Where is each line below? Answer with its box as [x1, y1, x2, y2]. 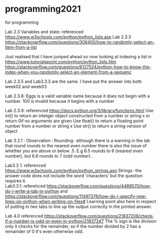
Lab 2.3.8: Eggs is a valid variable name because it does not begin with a [5, 93, 150, 99]
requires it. [5, 178, 27, 184]
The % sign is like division [104, 218, 157, 224]
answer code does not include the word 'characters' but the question [5, 173, 143, 178]
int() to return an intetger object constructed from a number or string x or [5, 112, 150, 118]
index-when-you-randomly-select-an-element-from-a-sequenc [5, 69, 132, 75]
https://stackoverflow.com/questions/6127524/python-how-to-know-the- [5, 64, 151, 70]
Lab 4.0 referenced [5, 213, 44, 219]
